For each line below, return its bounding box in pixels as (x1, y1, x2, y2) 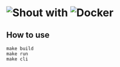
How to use (6, 30, 50, 40)
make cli (6, 56, 28, 62)
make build (6, 45, 34, 51)
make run (6, 51, 28, 57)
